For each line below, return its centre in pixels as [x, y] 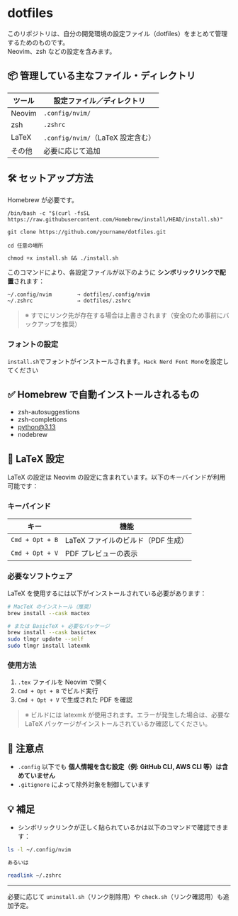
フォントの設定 [33, 344]
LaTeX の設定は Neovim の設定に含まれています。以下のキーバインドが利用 [117, 478]
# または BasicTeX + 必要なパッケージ [58, 626]
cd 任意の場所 [25, 245]
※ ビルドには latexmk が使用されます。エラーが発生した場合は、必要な [127, 715]
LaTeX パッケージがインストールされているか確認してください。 [118, 724]
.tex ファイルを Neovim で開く [63, 682]
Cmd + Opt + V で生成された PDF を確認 [75, 700]
